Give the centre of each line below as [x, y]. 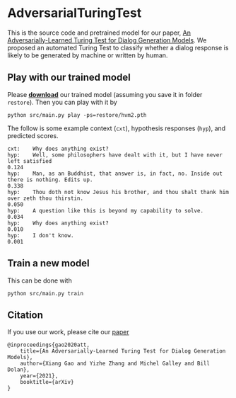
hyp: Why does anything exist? [58, 223]
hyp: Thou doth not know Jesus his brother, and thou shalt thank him [118, 192]
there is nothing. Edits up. [50, 180]
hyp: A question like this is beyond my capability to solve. [105, 210]
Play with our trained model [69, 78]
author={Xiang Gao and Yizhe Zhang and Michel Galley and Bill [115, 364]
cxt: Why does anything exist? [58, 149]
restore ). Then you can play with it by [63, 102]
